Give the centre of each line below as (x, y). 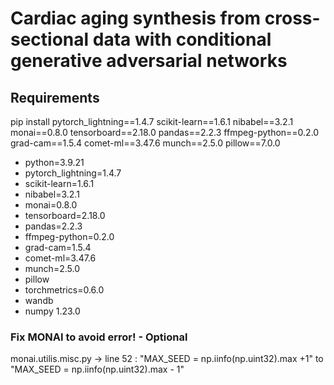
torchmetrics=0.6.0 (64, 290)
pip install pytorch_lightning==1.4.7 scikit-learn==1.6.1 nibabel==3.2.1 (152, 121)
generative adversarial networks (149, 61)
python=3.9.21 (54, 162)
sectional (50, 39)
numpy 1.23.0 (52, 311)
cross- (292, 18)
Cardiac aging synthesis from (136, 18)
